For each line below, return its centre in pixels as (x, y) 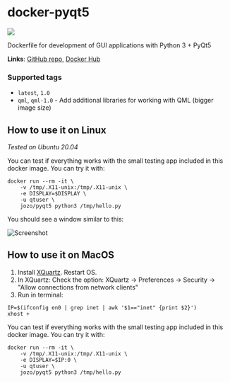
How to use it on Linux (57, 130)
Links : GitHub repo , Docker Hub (54, 59)
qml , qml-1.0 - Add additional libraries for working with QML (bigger (115, 101)
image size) (34, 108)
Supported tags (35, 77)
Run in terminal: (40, 295)
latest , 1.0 (34, 93)
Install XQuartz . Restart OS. (57, 272)
